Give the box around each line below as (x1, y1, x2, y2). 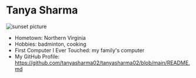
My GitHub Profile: (14, 53, 60, 60)
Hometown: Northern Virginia (14, 34, 87, 41)
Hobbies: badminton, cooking (14, 40, 87, 48)
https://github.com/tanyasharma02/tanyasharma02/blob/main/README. (14, 59, 190, 66)
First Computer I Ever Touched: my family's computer (14, 46, 145, 53)
